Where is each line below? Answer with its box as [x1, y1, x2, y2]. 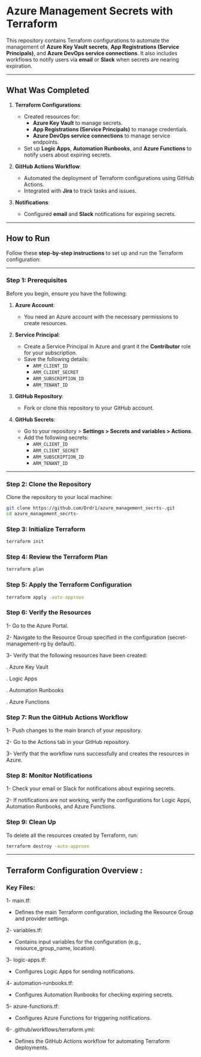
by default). [47, 640, 76, 647]
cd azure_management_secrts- [6, 511, 79, 517]
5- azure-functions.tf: [6, 1003, 60, 1010]
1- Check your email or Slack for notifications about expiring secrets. [6, 785, 175, 792]
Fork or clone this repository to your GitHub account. [23, 404, 154, 412]
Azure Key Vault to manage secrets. [32, 119, 123, 127]
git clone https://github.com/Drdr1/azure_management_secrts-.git [6, 505, 175, 511]
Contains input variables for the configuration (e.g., [14, 938, 141, 945]
